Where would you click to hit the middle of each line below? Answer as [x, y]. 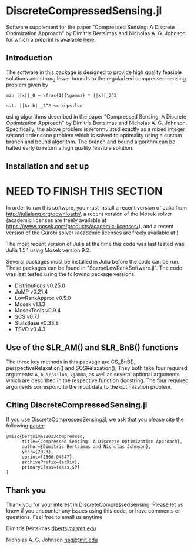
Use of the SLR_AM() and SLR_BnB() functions [92, 348]
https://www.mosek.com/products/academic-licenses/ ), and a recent [90, 227]
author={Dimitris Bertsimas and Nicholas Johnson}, [86, 447]
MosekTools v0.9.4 [38, 311]
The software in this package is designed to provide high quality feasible [94, 72]
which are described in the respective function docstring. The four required [98, 380]
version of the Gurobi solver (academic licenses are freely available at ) [92, 233]
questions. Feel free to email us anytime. [55, 517]
